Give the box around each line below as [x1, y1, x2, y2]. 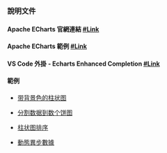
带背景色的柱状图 [17, 93, 67, 102]
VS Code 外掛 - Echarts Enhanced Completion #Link [7, 59, 160, 68]
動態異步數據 [17, 138, 54, 146]
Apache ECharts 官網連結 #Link [7, 24, 100, 33]
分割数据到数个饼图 [17, 108, 73, 117]
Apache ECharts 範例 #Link [7, 42, 87, 50]
